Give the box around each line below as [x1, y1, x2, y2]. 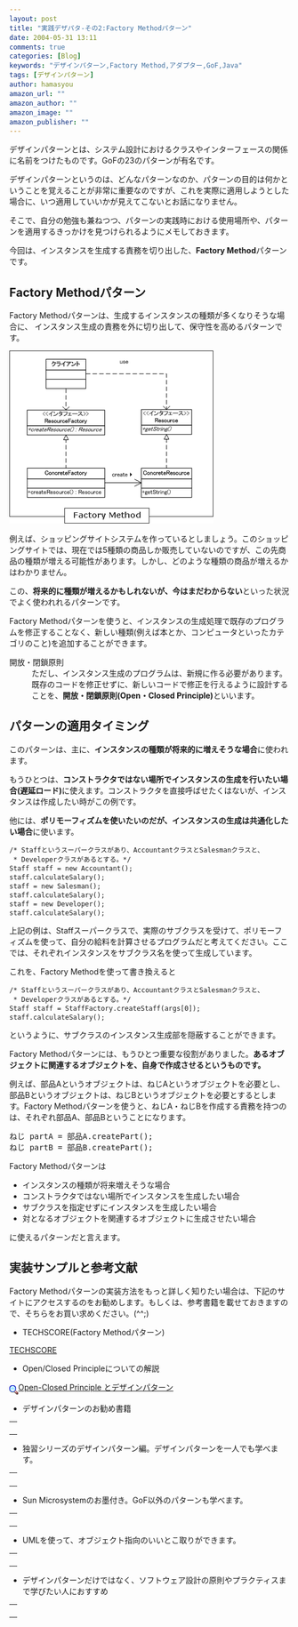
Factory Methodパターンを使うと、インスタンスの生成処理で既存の [9, 616, 254, 627]
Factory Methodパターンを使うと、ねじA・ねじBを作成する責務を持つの [23, 1101, 287, 1111]
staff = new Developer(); [9, 899, 105, 909]
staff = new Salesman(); [9, 881, 101, 891]
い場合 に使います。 [9, 826, 79, 837]
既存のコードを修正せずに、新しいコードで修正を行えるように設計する [31, 679, 289, 690]
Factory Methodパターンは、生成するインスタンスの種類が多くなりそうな [9, 310, 278, 321]
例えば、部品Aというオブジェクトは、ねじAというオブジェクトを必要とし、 [9, 1078, 286, 1089]
